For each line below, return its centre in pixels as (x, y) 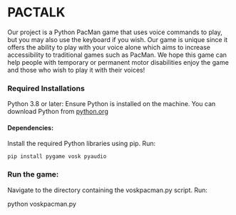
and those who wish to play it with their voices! (76, 70)
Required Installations (46, 88)
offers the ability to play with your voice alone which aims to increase (109, 47)
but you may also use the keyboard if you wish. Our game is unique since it (118, 39)
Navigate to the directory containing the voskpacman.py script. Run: (108, 190)
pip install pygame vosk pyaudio (57, 157)
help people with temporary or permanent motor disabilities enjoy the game (118, 62)
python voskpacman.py (42, 204)
